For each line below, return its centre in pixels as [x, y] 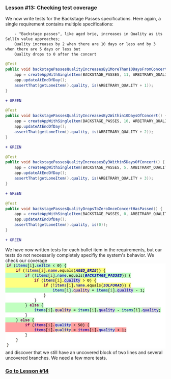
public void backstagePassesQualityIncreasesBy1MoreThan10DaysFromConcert [86, 69]
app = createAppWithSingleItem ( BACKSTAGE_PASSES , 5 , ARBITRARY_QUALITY [92, 168]
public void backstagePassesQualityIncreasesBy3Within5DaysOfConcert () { [85, 162]
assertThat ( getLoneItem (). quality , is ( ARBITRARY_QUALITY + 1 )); [84, 85]
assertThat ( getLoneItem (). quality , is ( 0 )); [61, 225]
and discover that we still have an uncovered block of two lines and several [84, 352]
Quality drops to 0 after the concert [55, 54]
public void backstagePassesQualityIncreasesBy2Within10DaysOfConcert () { [86, 116]
